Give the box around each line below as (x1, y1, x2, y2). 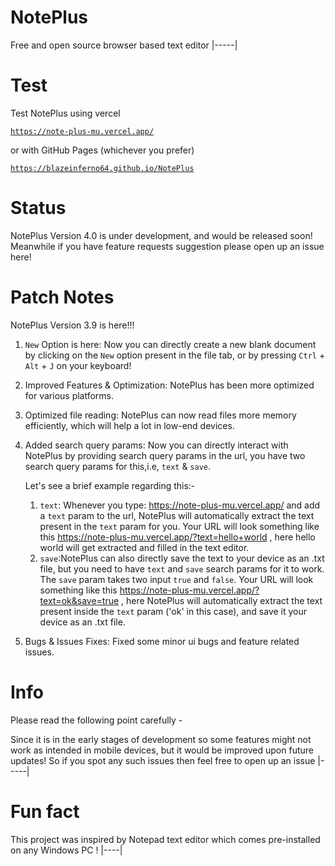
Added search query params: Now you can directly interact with (24, 439, 289, 451)
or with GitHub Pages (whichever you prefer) (10, 144, 195, 156)
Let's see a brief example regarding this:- (24, 479, 196, 491)
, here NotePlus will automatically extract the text (121, 594, 323, 606)
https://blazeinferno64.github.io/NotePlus (10, 163, 195, 173)
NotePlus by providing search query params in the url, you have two (24, 449, 306, 461)
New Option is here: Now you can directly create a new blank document (24, 338, 317, 350)
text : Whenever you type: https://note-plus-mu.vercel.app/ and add (39, 499, 321, 511)
